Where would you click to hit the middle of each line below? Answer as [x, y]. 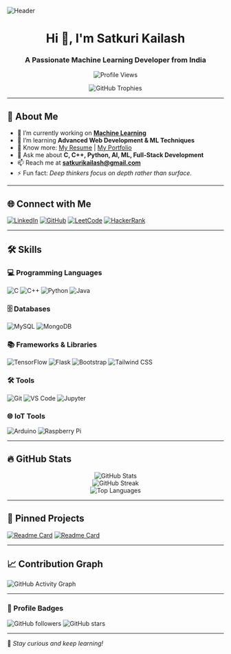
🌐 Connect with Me [49, 204]
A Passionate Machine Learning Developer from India [115, 60]
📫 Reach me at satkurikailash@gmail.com [79, 163]
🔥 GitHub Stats [40, 459]
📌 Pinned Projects [46, 519]
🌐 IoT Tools [26, 416]
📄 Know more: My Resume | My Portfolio [74, 147]
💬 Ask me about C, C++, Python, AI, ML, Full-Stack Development [110, 155]
